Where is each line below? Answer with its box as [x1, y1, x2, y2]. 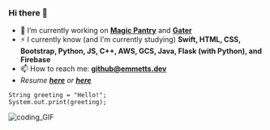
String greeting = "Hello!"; [8, 91, 107, 99]
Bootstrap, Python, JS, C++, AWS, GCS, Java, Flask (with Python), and [19, 46, 262, 56]
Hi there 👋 [8, 7, 49, 19]
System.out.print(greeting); [8, 99, 107, 107]
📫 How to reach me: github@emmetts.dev [19, 64, 167, 73]
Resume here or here [19, 76, 92, 86]
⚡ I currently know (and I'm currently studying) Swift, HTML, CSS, [19, 35, 241, 44]
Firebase [19, 55, 51, 65]
